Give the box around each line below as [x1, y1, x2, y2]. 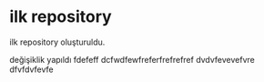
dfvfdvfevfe [9, 64, 54, 75]
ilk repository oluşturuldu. [9, 36, 106, 47]
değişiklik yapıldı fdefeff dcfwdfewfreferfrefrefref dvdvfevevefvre [9, 54, 255, 65]
